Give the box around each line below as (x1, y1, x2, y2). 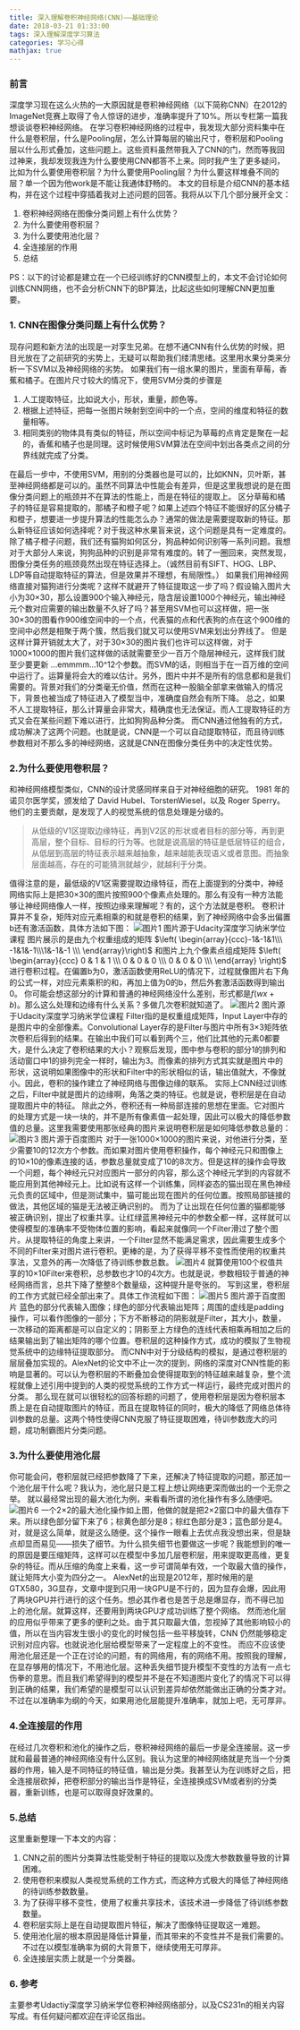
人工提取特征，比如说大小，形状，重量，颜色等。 (21, 393, 203, 404)
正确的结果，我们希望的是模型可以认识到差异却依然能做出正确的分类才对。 (16, 1684, 291, 1695)
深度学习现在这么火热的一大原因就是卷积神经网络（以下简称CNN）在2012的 (9, 99, 287, 110)
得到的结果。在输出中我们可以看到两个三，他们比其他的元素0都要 (39, 1033, 280, 1044)
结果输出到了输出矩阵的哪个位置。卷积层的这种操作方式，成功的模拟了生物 (9, 1335, 283, 1346)
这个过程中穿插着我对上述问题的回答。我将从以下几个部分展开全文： (39, 189, 291, 200)
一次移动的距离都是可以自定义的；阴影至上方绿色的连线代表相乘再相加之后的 (9, 1324, 291, 1335)
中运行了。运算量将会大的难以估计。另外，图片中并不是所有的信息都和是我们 (9, 670, 291, 681)
